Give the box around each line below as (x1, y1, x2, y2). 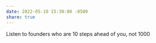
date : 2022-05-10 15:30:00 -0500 (6, 8, 88, 15)
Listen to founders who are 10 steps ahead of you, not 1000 (6, 30, 150, 37)
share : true (6, 14, 35, 20)
